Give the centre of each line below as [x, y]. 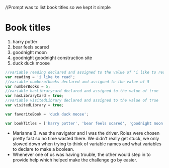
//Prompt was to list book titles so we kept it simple [58, 7]
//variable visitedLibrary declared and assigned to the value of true [82, 100]
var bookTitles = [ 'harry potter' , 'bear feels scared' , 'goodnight [78, 123]
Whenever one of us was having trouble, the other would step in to [81, 154]
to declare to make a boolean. [43, 149]
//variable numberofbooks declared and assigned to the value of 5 [77, 82]
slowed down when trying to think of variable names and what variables [87, 144]
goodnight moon [30, 52]
